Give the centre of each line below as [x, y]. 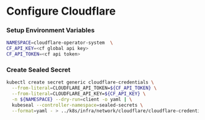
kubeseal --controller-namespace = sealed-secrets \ [77, 105]
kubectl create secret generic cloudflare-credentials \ [80, 83]
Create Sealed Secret [38, 70]
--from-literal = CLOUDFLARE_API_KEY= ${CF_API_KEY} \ [79, 94]
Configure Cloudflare [61, 11]
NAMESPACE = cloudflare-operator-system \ [60, 43]
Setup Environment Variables [51, 30]
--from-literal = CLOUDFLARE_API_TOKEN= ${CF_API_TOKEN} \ [84, 88]
